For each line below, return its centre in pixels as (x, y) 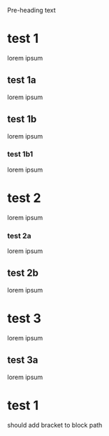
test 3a (23, 360)
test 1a (22, 80)
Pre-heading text (31, 10)
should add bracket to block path (55, 425)
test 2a (19, 236)
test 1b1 (20, 154)
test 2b (23, 273)
